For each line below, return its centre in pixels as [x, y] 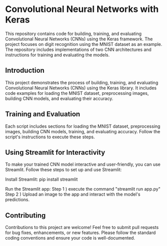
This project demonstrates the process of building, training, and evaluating [82, 82]
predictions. [17, 200]
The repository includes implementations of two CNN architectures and [79, 49]
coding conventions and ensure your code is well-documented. [70, 238]
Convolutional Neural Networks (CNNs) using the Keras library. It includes [81, 88]
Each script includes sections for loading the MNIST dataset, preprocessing [83, 126]
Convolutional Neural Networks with [82, 9]
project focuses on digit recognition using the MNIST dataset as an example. [84, 44]
